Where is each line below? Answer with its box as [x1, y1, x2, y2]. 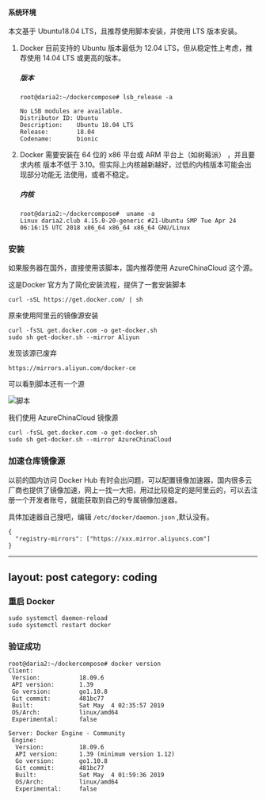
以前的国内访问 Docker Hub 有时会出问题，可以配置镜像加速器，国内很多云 [8, 475, 253, 484]
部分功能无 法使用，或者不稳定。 [26, 170, 133, 179]
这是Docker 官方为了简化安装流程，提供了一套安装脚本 [8, 280, 187, 290]
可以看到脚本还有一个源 [8, 379, 85, 389]
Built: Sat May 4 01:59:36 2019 [15, 771, 165, 779]
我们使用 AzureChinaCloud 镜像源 [8, 413, 119, 422]
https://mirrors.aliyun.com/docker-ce [8, 364, 136, 372]
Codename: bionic [19, 135, 99, 143]
